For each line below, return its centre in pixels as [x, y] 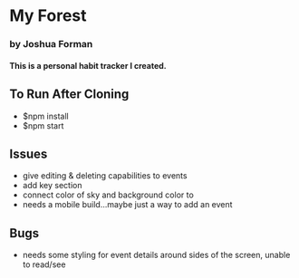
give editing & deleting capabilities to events [105, 176]
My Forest [48, 16]
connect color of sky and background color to [108, 195]
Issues [29, 153]
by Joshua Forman [51, 44]
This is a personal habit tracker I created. [88, 65]
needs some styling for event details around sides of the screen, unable [156, 255]
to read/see [44, 264]
